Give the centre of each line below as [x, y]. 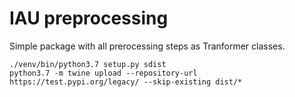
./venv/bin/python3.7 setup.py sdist [88, 64]
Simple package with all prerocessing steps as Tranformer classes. [147, 46]
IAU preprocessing [89, 18]
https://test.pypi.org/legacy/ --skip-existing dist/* [126, 82]
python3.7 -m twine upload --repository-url [103, 73]
